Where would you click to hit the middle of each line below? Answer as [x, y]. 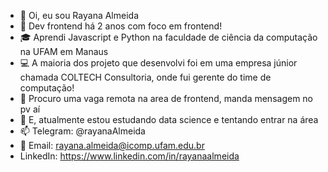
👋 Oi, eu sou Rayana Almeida [79, 15]
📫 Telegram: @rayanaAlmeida [82, 131]
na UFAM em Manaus [64, 51]
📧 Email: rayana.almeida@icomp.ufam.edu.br [112, 145]
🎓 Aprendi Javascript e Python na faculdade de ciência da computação [168, 37]
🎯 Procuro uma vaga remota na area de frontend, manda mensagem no [166, 98]
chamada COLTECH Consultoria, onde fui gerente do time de [145, 77]
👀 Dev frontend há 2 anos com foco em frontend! [121, 26]
